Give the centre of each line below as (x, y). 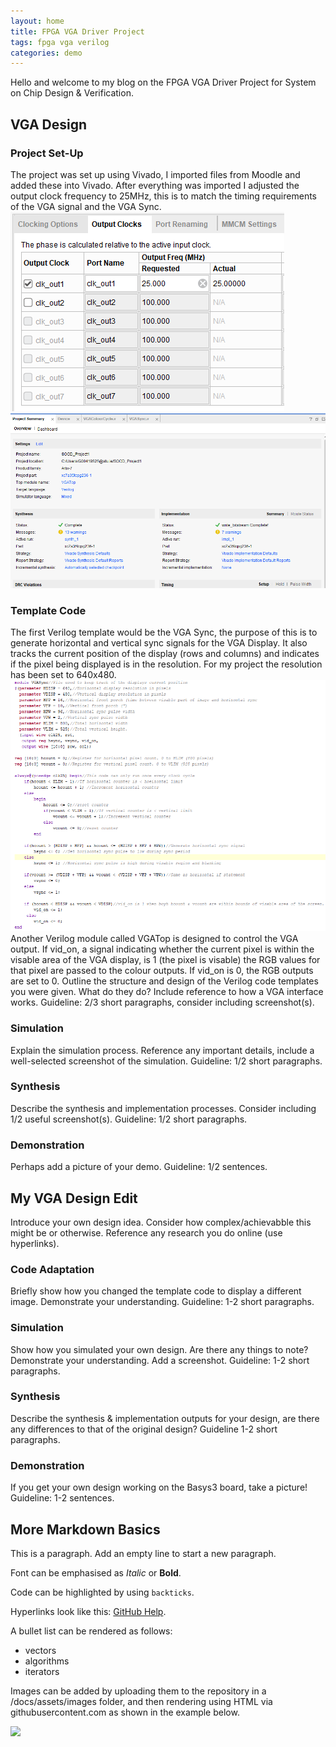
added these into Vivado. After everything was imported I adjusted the (155, 185)
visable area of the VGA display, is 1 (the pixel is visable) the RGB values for (165, 960)
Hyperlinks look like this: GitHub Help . (88, 1611)
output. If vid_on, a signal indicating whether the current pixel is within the (162, 949)
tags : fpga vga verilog (60, 42)
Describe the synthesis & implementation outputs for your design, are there (165, 1418)
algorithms (47, 1661)
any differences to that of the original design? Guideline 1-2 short (144, 1429)
